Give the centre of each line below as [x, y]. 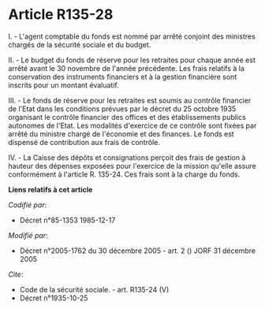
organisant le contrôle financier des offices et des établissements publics [127, 117]
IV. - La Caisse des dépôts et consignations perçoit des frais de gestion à [127, 157]
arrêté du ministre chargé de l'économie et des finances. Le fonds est [121, 134]
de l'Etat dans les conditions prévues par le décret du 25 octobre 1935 [122, 109]
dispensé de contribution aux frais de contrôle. [84, 142]
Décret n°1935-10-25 [54, 298]
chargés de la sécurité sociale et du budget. [80, 44]
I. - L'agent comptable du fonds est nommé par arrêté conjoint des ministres [132, 36]
